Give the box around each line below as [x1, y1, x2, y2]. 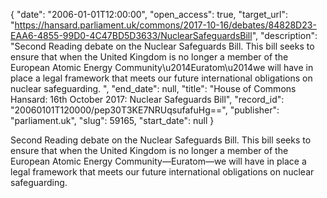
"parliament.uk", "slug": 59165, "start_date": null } [10, 115, 215, 126]
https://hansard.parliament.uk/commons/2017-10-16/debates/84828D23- [14, 19, 317, 31]
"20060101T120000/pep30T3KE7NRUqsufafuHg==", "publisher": [10, 104, 280, 116]
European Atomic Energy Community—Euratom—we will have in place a [10, 155, 307, 167]
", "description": [251, 30, 318, 41]
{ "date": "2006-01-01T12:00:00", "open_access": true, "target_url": [10, 9, 289, 20]
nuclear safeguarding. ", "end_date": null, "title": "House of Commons [10, 83, 297, 94]
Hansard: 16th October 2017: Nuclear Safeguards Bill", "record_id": [10, 94, 285, 105]
